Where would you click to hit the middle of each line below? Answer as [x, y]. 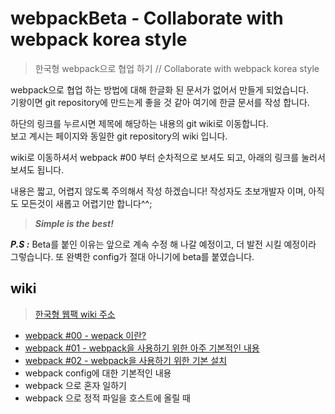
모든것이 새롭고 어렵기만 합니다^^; [86, 203]
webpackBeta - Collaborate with [147, 18]
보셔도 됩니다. [37, 169]
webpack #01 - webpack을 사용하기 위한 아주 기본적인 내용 [142, 348]
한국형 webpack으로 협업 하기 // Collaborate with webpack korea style [177, 68]
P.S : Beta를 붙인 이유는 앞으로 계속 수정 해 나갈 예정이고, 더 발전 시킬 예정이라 [163, 244]
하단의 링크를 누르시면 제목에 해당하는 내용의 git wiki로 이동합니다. [139, 123]
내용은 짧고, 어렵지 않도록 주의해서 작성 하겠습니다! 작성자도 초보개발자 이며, [158, 191]
